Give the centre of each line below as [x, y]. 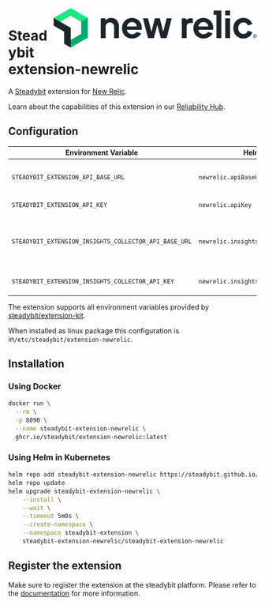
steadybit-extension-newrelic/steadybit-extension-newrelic [123, 541]
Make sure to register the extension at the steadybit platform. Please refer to [132, 584]
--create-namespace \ [58, 524]
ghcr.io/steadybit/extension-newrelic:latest [91, 437]
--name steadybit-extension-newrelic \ [81, 429]
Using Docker [35, 386]
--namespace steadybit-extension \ [81, 533]
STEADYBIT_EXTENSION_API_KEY [60, 205]
